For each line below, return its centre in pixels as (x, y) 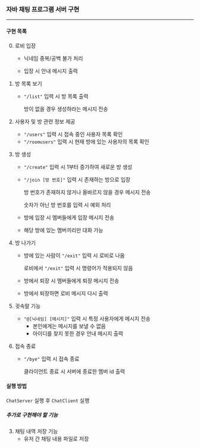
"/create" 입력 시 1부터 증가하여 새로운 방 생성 (78, 167)
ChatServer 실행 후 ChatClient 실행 (48, 400)
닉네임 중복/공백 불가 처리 (53, 58)
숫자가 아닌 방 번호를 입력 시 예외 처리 (67, 205)
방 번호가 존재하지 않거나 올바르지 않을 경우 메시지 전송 (87, 192)
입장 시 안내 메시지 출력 (51, 71)
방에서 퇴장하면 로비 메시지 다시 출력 (66, 293)
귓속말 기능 (28, 306)
